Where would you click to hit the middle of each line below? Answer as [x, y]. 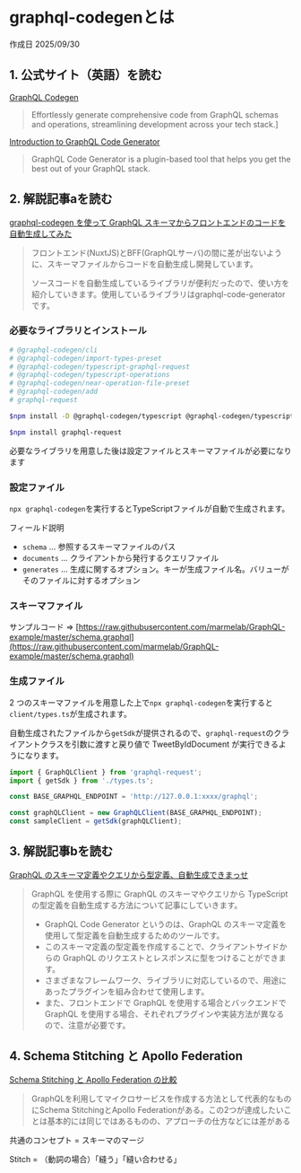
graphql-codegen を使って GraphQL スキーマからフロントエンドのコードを [148, 222]
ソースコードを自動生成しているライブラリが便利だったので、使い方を [160, 283]
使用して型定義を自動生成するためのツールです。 [134, 935]
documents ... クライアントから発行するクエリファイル [120, 558]
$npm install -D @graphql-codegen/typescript [95, 416]
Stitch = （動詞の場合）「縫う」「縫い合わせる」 [95, 1159]
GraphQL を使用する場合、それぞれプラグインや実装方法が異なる [164, 1013]
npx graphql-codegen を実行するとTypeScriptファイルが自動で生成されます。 [150, 509]
